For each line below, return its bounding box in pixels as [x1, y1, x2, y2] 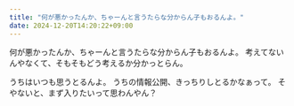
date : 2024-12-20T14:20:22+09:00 [9, 21, 134, 30]
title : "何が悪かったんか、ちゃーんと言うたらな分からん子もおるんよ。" [9, 12, 244, 22]
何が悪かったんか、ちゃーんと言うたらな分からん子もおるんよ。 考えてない [9, 46, 284, 57]
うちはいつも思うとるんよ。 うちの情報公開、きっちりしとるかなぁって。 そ [9, 76, 287, 87]
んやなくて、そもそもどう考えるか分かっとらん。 [9, 57, 188, 68]
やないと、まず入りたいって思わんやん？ [9, 87, 158, 98]
